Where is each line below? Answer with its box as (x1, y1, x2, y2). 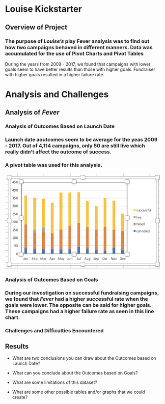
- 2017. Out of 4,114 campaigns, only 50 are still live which (5, 143, 145, 149)
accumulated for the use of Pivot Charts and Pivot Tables (5, 50, 144, 57)
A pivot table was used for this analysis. (5, 162, 103, 169)
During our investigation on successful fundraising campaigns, (5, 289, 159, 296)
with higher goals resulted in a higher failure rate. (5, 71, 105, 77)
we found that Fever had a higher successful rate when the (5, 295, 148, 302)
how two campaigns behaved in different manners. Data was (5, 44, 153, 51)
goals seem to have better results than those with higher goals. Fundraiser (5, 66, 156, 72)
